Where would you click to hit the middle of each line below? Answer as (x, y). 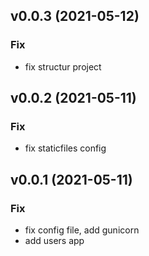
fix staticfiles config (65, 148)
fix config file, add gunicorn (82, 230)
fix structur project (63, 66)
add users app (54, 241)
